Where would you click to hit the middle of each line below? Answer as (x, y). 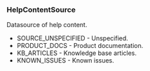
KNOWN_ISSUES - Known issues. (66, 61)
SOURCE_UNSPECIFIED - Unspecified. (73, 38)
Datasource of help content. (47, 25)
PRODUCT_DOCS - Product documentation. (80, 46)
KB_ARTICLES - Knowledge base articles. (77, 53)
